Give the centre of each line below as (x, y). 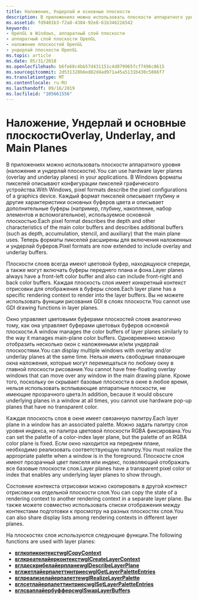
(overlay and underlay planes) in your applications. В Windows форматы (94, 177)
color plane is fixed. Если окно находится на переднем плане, (83, 443)
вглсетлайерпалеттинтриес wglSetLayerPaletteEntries (84, 584)
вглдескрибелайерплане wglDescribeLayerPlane (77, 565)
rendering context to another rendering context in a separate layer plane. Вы (99, 499)
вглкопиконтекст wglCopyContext (58, 553)
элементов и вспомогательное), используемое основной (79, 214)
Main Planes (37, 148)
